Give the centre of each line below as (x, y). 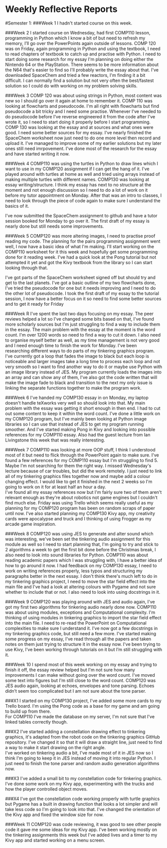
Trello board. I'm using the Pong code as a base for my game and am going (83, 706)
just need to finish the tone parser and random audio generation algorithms (82, 763)
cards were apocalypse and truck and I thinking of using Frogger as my (79, 518)
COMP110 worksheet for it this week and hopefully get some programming (82, 252)
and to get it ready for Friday (34, 304)
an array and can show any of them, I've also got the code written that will (81, 377)
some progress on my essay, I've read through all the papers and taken (78, 639)
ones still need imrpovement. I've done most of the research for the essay (81, 148)
